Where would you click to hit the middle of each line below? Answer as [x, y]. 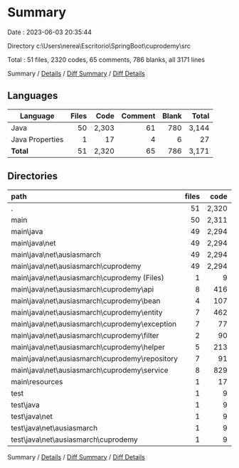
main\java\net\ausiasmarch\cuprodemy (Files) [88, 277]
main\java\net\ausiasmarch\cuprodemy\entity [87, 312]
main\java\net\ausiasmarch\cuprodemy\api [83, 289]
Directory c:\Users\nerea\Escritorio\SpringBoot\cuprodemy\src [99, 46]
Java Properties [37, 139]
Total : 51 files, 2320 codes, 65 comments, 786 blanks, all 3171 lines [106, 59]
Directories [33, 176]
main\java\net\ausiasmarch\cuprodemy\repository [95, 358]
